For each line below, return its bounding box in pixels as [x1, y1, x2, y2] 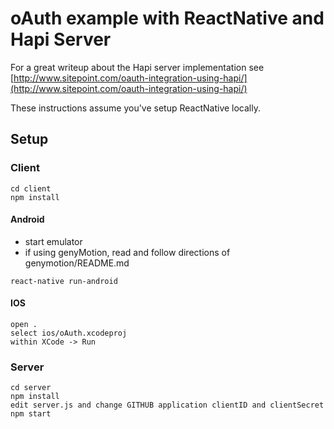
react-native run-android [10, 276, 118, 286]
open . [10, 320, 38, 330]
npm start [10, 409, 52, 419]
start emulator [24, 235, 83, 247]
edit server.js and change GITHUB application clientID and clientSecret [10, 400, 325, 411]
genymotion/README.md [24, 257, 130, 269]
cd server [10, 383, 52, 393]
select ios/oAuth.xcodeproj [10, 328, 128, 339]
